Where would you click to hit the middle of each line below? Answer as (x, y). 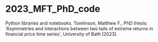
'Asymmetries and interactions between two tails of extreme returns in (79, 28)
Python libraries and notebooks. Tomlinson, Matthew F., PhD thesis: (76, 23)
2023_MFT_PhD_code (53, 9)
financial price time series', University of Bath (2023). (61, 34)
